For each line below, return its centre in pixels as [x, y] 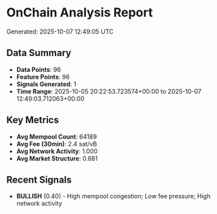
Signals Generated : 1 [46, 84]
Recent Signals [39, 179]
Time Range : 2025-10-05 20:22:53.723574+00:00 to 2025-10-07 [109, 91]
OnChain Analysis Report [80, 13]
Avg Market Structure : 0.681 [57, 158]
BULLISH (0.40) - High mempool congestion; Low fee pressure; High [113, 196]
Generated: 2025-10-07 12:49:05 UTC [60, 31]
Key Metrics [33, 120]
